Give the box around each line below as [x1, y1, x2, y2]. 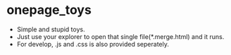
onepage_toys [6, 2, 92, 18]
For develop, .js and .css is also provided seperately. [16, 40, 170, 48]
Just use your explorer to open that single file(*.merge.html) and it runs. [16, 32, 225, 40]
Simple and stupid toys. [16, 25, 85, 33]
